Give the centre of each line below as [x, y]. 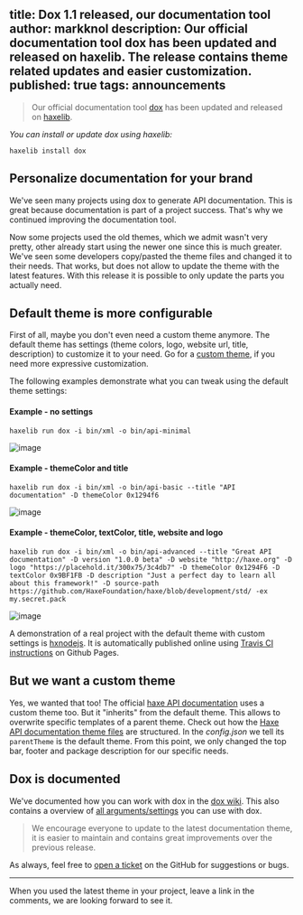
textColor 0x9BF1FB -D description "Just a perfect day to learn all [143, 576]
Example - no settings [51, 412]
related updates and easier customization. [131, 71]
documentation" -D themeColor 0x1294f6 [84, 495]
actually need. [36, 285]
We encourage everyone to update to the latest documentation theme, [162, 828]
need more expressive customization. [79, 364]
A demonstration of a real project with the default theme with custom [138, 634]
